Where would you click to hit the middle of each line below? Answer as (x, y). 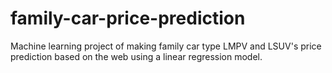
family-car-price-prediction (128, 18)
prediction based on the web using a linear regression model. (136, 56)
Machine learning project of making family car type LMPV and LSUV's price (166, 46)
